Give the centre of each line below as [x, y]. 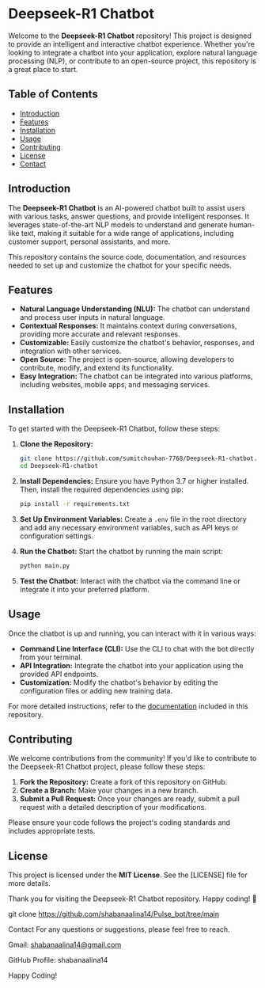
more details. [30, 883]
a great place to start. [43, 69]
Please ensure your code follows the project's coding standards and [119, 823]
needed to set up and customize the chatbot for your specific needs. [120, 265]
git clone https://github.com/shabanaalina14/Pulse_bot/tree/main [114, 914]
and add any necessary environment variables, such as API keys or [129, 527]
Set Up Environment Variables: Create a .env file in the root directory [133, 519]
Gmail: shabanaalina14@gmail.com [65, 945]
